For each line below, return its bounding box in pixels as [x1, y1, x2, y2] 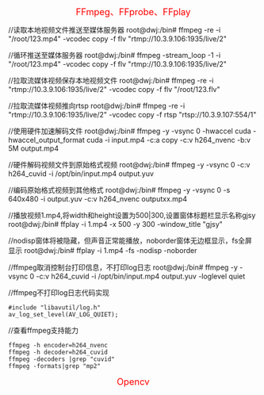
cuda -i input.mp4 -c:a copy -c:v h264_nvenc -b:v [86, 136, 251, 144]
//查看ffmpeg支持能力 [8, 326, 79, 335]
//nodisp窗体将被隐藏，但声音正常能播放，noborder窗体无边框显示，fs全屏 [8, 236, 252, 245]
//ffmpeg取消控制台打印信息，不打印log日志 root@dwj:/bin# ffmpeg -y [8, 263, 238, 272]
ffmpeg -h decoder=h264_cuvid [8, 348, 109, 356]
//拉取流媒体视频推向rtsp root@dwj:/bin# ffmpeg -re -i [8, 101, 186, 110]
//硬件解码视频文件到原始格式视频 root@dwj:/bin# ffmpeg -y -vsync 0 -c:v [8, 160, 251, 169]
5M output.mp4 [8, 144, 59, 153]
